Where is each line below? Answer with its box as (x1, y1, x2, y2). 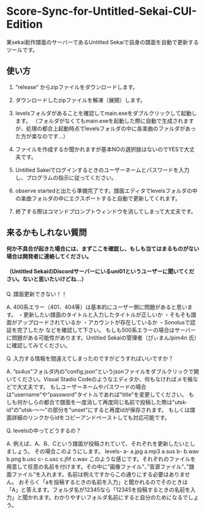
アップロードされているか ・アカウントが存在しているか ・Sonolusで (17, 318, 191, 326)
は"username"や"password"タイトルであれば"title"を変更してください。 (6, 391, 188, 398)
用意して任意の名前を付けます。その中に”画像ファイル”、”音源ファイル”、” (6, 462, 190, 470)
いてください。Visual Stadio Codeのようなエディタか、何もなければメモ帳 (6, 375, 193, 383)
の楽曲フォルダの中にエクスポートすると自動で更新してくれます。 (15, 195, 181, 202)
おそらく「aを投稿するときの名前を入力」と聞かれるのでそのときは (18, 478, 188, 486)
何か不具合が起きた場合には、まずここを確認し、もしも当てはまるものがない (6, 244, 199, 252)
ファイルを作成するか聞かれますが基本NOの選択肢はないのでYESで (15, 146, 184, 153)
